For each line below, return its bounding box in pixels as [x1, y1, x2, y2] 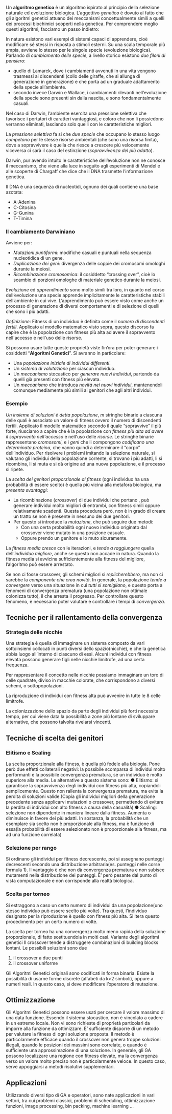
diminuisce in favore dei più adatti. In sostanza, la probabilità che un [6, 815, 149, 821]
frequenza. [6, 662, 29, 668]
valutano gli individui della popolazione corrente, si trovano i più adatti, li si [6, 455, 162, 461]
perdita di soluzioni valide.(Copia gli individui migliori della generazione [6, 793, 155, 800]
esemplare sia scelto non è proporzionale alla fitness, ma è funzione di [6, 821, 155, 827]
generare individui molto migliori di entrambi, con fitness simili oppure [13, 502, 160, 509]
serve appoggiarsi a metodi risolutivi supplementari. [6, 1064, 115, 1070]
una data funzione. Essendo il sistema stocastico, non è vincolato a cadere [6, 1015, 163, 1021]
